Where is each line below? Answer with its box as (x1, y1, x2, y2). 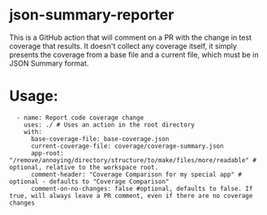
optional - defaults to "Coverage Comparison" (9, 177, 170, 186)
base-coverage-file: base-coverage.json (30, 135, 170, 143)
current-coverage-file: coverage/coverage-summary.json (30, 142, 224, 150)
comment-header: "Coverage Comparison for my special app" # (30, 170, 243, 178)
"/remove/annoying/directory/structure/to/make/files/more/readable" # (9, 156, 256, 164)
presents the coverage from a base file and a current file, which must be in (9, 49, 259, 59)
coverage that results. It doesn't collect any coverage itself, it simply (9, 41, 238, 50)
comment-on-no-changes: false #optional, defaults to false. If (30, 184, 253, 192)
